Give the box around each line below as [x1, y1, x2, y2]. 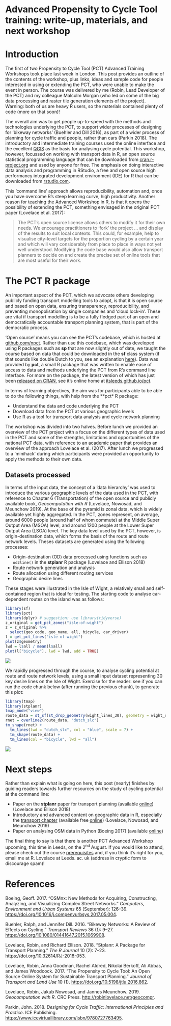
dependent [5, 596, 28, 602]
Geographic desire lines [12, 575, 63, 581]
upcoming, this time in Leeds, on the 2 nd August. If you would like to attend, [5, 843, 164, 850]
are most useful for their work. [17, 257, 81, 263]
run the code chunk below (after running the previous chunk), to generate [5, 684, 160, 690]
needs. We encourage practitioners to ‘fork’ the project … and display [17, 225, 164, 231]
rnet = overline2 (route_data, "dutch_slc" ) [5, 718, 99, 723]
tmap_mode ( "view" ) [5, 708, 44, 714]
